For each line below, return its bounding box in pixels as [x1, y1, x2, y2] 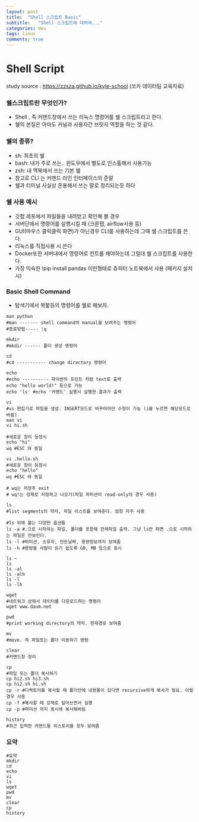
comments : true [6, 36, 44, 42]
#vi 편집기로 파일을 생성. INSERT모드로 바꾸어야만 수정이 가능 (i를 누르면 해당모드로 [6, 406, 191, 412]
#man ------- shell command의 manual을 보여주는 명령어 [6, 320, 137, 326]
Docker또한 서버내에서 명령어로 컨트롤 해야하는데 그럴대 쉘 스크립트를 [14, 249, 177, 257]
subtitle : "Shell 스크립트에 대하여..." [6, 20, 103, 26]
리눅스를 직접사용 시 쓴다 [14, 242, 72, 249]
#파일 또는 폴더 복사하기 [6, 671, 58, 677]
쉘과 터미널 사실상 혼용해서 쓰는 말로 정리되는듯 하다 [14, 182, 135, 189]
